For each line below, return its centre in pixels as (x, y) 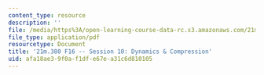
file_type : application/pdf (54, 37)
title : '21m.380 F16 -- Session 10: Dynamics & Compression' (110, 52)
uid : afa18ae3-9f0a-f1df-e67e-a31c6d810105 (81, 59)
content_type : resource (47, 15)
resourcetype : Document (47, 45)
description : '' (35, 23)
